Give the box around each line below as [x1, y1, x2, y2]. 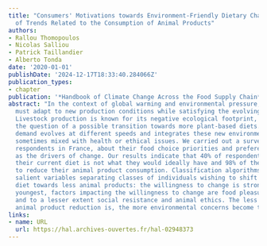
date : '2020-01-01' [8, 63, 73, 71]
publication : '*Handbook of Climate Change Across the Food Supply [8, 93, 237, 101]
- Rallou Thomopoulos [8, 33, 80, 42]
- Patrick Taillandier [8, 48, 83, 56]
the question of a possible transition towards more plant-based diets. [15, 122, 261, 130]
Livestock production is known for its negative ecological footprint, [15, 115, 258, 123]
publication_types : [8, 78, 73, 86]
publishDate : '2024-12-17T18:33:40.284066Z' [8, 71, 158, 79]
